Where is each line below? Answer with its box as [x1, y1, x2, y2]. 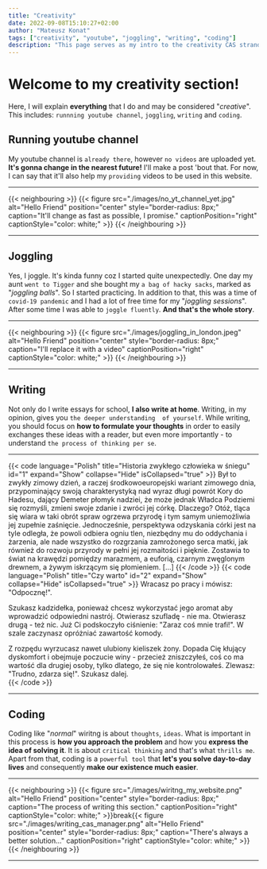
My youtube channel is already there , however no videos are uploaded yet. [8, 154, 257, 164]
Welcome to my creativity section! [8, 75, 240, 94]
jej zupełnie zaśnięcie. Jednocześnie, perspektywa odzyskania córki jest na [8, 519, 257, 529]
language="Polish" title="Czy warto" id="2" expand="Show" [8, 570, 207, 580]
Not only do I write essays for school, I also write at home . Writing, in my [8, 404, 247, 414]
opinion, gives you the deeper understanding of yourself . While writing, [8, 412, 250, 422]
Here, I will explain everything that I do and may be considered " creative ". [8, 102, 252, 111]
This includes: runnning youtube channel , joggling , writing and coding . [8, 110, 242, 120]
